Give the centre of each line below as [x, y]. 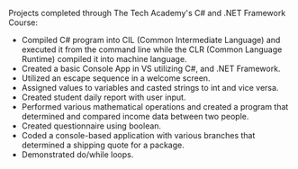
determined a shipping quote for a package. [103, 145]
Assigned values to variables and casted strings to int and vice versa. [150, 88]
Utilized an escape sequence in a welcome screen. [116, 78]
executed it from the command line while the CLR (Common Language [152, 49]
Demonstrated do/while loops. [77, 155]
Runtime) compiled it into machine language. [104, 59]
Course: [23, 22]
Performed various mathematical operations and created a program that [155, 107]
